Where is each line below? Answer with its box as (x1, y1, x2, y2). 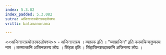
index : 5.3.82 (5, 7, 35, 12)
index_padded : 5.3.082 (5, 12, 52, 17)
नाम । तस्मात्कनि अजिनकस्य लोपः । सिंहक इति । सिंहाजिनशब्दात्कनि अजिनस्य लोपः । (5, 45, 143, 51)
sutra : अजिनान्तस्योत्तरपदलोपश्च (5, 16, 55, 21)
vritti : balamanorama (5, 21, 50, 26)
